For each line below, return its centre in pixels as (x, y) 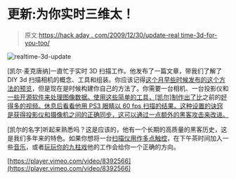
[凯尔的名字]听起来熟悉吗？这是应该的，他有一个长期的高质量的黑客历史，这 (117, 129)
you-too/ (37, 43)
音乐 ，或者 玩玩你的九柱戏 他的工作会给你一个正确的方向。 (97, 147)
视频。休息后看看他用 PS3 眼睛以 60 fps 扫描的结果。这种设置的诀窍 (124, 106)
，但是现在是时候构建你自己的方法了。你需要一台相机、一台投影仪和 (130, 88)
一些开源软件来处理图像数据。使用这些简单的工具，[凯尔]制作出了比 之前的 (114, 97)
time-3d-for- (199, 35)
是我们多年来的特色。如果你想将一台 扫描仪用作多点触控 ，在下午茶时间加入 (115, 138)
